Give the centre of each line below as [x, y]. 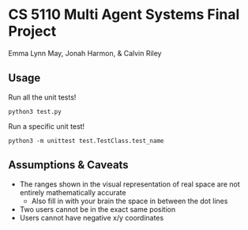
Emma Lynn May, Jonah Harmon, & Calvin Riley [85, 53]
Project [32, 31]
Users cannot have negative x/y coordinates [92, 217]
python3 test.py [35, 111]
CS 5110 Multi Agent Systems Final [124, 15]
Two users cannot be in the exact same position [98, 209]
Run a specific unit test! [47, 126]
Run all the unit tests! [42, 97]
